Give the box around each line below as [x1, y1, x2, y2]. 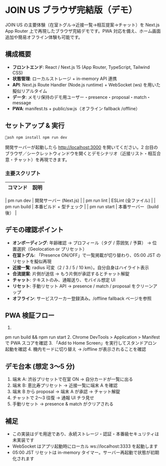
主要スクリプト [5, 170, 41, 177]
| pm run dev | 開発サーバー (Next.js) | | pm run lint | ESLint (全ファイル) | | [5, 197, 156, 203]
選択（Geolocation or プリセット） [16, 246, 87, 252]
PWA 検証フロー [5, 311, 55, 320]
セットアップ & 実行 [5, 122, 65, 130]
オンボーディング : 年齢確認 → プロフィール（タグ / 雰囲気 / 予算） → [12, 239, 152, 245]
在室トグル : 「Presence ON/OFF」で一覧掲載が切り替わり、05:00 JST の [12, 252, 161, 258]
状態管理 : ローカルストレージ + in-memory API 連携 [12, 75, 117, 82]
